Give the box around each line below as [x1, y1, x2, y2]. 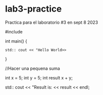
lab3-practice [5, 3, 62, 15]
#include [5, 29, 23, 34]
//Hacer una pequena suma [5, 65, 60, 71]
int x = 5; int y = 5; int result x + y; [5, 75, 73, 80]
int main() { [5, 38, 28, 44]
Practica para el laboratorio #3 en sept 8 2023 [5, 19, 99, 25]
